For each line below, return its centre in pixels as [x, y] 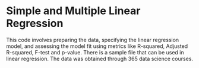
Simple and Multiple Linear [73, 11]
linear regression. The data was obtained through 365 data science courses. [100, 59]
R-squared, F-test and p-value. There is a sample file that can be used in [95, 52]
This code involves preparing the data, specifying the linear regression [93, 40]
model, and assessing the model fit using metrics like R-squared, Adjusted [97, 46]
